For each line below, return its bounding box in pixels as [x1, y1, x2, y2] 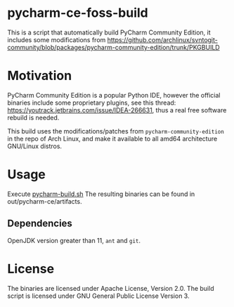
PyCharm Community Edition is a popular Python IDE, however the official [7, 91, 221, 99]
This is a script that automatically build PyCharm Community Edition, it [7, 28, 211, 37]
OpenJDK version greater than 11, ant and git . [7, 236, 141, 244]
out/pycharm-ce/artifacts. [7, 197, 82, 205]
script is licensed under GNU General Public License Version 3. [7, 292, 190, 300]
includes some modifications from [7, 35, 106, 44]
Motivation [7, 68, 72, 84]
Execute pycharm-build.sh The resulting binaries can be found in [7, 190, 195, 198]
